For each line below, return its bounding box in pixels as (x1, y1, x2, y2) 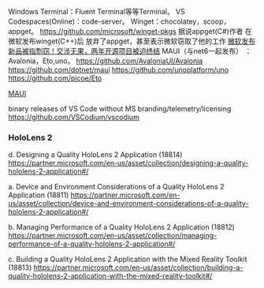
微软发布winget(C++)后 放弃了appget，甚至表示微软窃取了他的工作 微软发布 (8, 36, 256, 46)
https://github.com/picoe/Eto (8, 73, 102, 83)
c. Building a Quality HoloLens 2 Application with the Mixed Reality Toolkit (8, 255, 247, 264)
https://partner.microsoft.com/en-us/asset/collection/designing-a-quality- (8, 159, 249, 168)
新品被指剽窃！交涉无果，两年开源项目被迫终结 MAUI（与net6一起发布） (8, 47, 243, 55)
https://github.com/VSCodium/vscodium (8, 113, 139, 122)
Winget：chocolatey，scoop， (130, 17, 231, 26)
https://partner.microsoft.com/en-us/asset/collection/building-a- (33, 263, 244, 272)
